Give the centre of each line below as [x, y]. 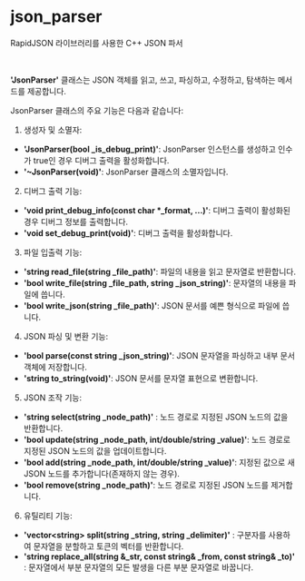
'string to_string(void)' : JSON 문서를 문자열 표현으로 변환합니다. [141, 378]
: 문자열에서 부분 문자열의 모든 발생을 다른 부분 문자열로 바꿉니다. [138, 567]
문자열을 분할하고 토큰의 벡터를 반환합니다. [108, 546]
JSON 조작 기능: [53, 398]
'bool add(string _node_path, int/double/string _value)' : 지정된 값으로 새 [159, 462]
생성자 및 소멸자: [53, 130]
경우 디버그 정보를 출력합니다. [76, 222]
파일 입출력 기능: [53, 252]
